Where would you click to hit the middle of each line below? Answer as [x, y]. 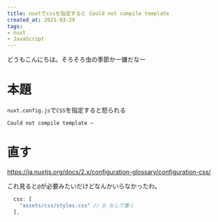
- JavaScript [26, 39]
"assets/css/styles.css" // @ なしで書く [77, 206]
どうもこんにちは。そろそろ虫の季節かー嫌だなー [76, 60]
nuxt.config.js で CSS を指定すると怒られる [66, 110]
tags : [15, 26]
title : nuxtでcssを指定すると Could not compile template [88, 13]
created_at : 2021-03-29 [41, 20]
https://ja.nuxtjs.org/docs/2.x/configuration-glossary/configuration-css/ [109, 172]
